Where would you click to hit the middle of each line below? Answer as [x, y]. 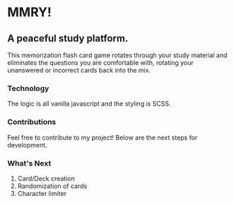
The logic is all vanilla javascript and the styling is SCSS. [89, 104]
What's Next [29, 163]
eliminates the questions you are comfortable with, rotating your [100, 63]
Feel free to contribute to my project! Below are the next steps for [103, 137]
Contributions [32, 122]
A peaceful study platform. [68, 38]
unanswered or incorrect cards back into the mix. [79, 70]
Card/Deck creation [46, 178]
